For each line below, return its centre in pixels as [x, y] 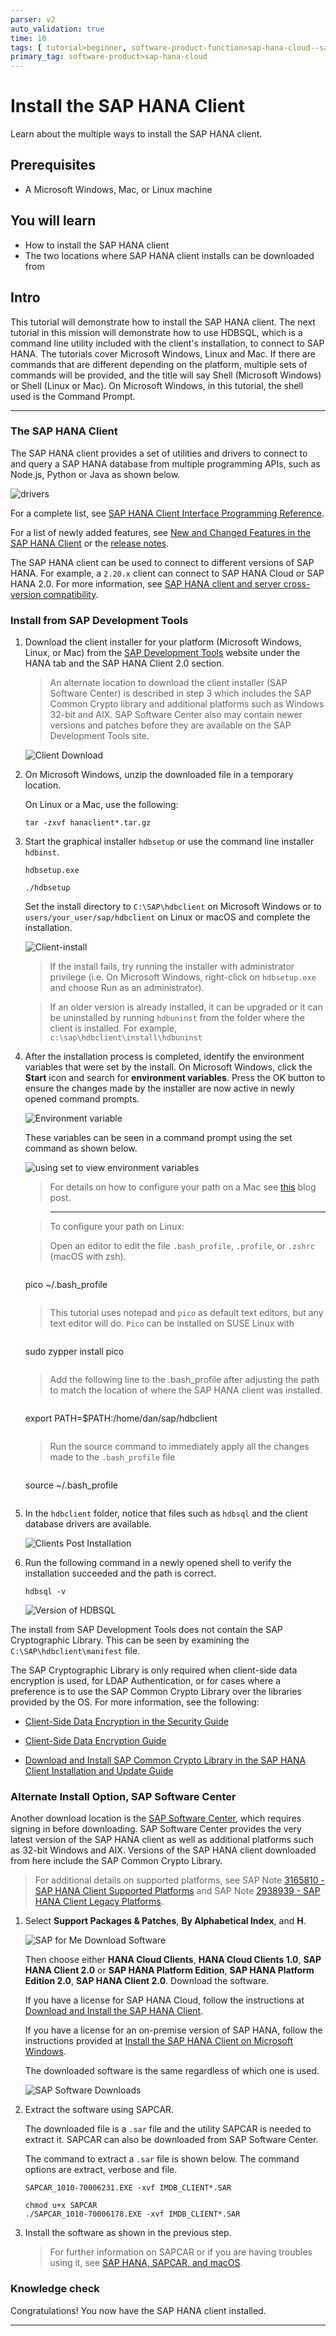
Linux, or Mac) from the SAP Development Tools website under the [162, 653]
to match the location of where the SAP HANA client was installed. [186, 1390]
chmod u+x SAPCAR [61, 2206]
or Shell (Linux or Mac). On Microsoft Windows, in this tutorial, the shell [157, 385]
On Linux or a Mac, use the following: [101, 805]
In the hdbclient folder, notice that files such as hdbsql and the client [166, 1513]
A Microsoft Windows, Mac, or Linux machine [118, 189]
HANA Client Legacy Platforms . [99, 1902]
